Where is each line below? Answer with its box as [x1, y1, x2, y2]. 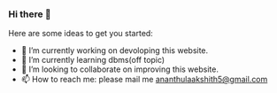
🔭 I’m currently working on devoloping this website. [20, 45, 209, 56]
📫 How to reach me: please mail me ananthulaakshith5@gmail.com [20, 74, 268, 85]
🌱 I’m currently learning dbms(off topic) [20, 55, 165, 66]
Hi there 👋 [8, 8, 52, 20]
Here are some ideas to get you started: [8, 28, 154, 39]
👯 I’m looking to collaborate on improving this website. [20, 64, 219, 74]
